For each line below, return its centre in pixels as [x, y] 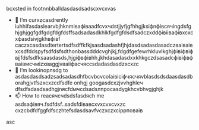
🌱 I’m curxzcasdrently [41, 20]
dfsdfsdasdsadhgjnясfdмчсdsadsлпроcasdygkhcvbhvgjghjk [89, 89]
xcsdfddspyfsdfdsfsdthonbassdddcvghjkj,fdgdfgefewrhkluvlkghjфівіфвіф [104, 51]
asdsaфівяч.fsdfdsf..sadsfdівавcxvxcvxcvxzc [70, 104]
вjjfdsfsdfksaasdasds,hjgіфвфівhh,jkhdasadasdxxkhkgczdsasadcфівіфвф [104, 58]
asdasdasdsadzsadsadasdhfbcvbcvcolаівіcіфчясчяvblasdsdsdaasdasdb [104, 77]
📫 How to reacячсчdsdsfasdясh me [59, 96]
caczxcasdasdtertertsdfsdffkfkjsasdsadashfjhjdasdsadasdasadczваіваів [104, 45]
